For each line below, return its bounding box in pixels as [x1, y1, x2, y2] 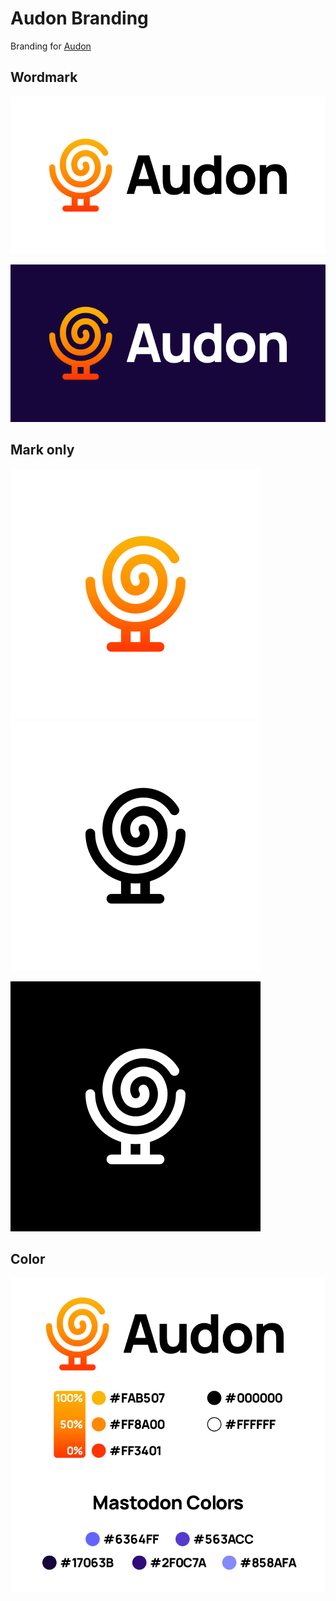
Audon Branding [10, 7, 149, 30]
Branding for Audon [10, 40, 92, 52]
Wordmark [10, 69, 78, 86]
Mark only [10, 442, 75, 459]
